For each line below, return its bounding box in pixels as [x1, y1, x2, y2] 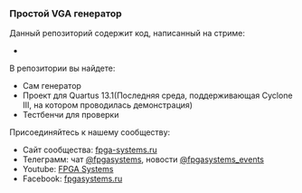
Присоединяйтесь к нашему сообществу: [9, 127, 171, 138]
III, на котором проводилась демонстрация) [22, 100, 193, 111]
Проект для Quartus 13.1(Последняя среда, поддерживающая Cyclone [22, 90, 293, 101]
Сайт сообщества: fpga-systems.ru [22, 144, 158, 156]
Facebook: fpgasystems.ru [22, 173, 123, 184]
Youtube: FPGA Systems [22, 164, 114, 175]
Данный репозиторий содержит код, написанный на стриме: [9, 28, 246, 39]
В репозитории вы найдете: [9, 63, 116, 74]
